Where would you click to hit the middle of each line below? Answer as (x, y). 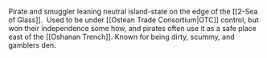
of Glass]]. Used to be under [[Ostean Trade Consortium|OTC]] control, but (133, 20)
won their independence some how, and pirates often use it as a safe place (133, 28)
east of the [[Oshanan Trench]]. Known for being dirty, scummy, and (121, 37)
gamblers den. (32, 45)
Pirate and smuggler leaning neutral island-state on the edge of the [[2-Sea (133, 12)
